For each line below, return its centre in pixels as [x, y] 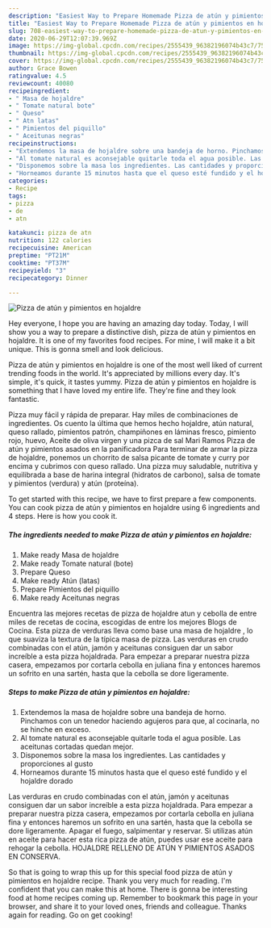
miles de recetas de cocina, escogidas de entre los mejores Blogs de [123, 622]
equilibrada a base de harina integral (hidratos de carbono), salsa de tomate [134, 475]
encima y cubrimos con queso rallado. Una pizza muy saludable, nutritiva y [133, 466]
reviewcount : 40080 [41, 83]
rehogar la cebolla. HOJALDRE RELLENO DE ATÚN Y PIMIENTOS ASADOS [131, 848]
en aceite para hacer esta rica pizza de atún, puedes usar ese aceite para [131, 839]
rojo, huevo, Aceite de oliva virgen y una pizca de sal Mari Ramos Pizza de [132, 441]
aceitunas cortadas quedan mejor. [77, 746]
